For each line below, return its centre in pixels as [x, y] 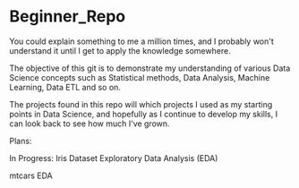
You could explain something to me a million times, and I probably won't [142, 41]
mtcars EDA [31, 175]
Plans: [21, 141]
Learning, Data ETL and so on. [65, 87]
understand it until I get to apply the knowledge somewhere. [120, 50]
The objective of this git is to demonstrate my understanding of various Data [150, 68]
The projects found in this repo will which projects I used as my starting [141, 104]
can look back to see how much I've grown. [90, 124]
